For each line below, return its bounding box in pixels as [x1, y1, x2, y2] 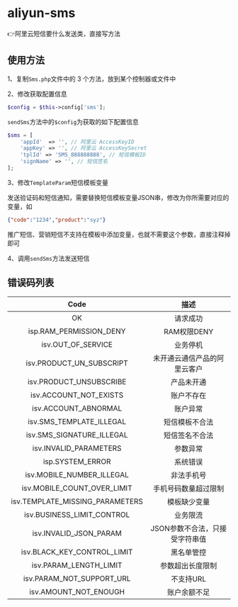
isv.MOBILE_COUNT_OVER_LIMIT [21, 483, 132, 493]
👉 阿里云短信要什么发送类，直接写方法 [7, 29, 121, 38]
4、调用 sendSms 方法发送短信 [7, 254, 90, 262]
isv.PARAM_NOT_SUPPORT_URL [23, 573, 131, 583]
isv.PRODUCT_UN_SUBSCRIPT [25, 358, 129, 368]
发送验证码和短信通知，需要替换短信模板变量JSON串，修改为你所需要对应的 [7, 193, 229, 201]
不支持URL [171, 574, 207, 584]
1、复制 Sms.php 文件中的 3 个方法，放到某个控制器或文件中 [7, 74, 176, 83]
